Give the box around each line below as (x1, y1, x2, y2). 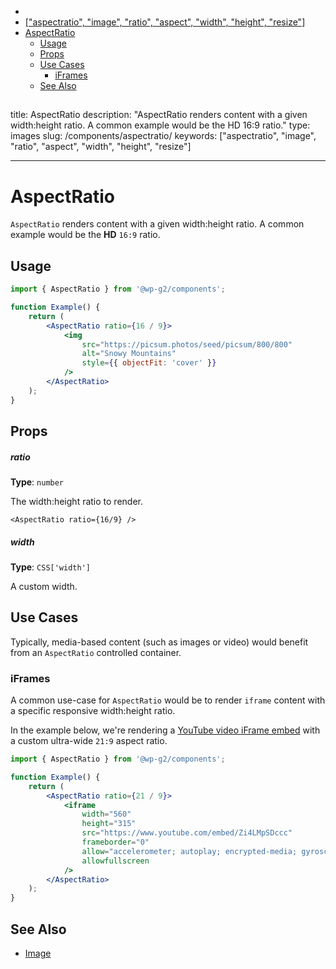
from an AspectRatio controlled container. (10, 646, 182, 658)
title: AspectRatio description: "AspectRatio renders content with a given (10, 109, 308, 121)
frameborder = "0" (81, 837, 150, 848)
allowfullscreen (81, 856, 150, 866)
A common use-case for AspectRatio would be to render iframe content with (10, 694, 326, 706)
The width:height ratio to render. (10, 496, 143, 507)
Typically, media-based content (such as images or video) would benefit (10, 636, 309, 648)
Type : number (10, 476, 65, 488)
